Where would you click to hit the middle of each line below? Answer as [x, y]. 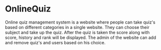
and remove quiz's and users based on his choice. [55, 42]
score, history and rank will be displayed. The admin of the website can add [80, 37]
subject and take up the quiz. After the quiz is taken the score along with [77, 32]
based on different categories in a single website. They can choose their [77, 27]
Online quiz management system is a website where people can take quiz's [80, 22]
